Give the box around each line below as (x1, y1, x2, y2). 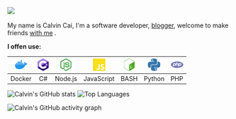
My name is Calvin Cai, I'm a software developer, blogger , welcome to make (7, 21, 229, 30)
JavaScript (83, 74, 115, 82)
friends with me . (7, 29, 57, 37)
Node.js (55, 74, 78, 82)
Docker (10, 74, 32, 82)
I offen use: (7, 42, 42, 51)
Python (143, 74, 165, 82)
